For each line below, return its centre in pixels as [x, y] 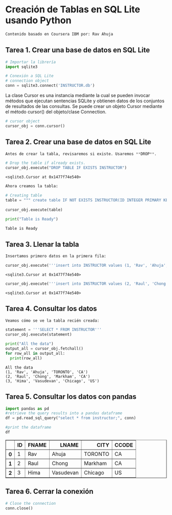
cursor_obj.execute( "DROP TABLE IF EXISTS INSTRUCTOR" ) [66, 168]
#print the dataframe [28, 428]
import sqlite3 [21, 67]
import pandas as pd [27, 409]
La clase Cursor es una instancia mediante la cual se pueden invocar [78, 95]
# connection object [27, 81]
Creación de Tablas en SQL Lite [73, 10]
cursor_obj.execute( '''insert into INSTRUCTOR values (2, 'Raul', [78, 284]
